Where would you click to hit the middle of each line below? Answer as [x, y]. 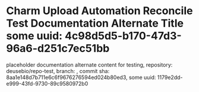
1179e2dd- [170, 77]
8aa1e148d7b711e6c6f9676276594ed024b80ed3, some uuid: [81, 77]
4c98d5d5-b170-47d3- [123, 36]
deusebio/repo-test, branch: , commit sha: [58, 71]
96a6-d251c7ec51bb [58, 49]
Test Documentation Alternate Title [95, 23]
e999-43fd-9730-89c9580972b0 [47, 83]
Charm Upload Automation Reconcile [99, 11]
